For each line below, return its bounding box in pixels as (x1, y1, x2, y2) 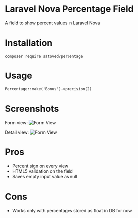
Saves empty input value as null (12, 173, 78, 179)
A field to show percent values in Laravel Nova (5, 20, 100, 26)
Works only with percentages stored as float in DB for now (12, 207, 132, 213)
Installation (5, 37, 53, 49)
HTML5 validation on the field (12, 168, 73, 174)
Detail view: (5, 129, 29, 135)
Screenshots (5, 103, 59, 114)
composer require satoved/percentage (5, 54, 83, 59)
